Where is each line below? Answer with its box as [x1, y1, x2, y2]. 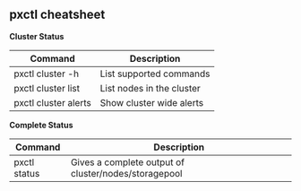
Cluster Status [9, 30, 64, 41]
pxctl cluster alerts [13, 96, 91, 109]
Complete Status [9, 119, 73, 130]
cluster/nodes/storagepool [70, 167, 183, 179]
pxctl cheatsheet [9, 7, 106, 22]
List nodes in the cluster [99, 82, 202, 94]
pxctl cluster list [13, 82, 81, 94]
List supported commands [99, 67, 211, 80]
